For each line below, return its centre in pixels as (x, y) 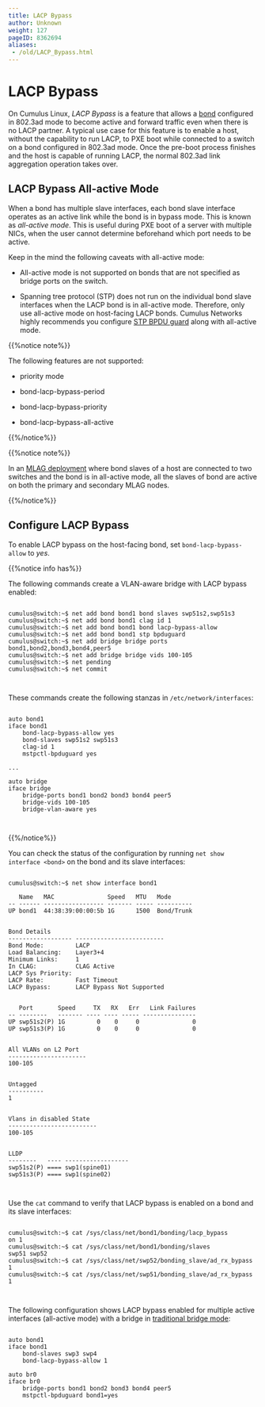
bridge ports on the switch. (64, 281)
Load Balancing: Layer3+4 (56, 952)
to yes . (38, 552)
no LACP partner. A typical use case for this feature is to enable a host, (124, 130)
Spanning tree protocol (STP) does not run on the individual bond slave (135, 296)
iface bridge (30, 788)
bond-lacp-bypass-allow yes (68, 733)
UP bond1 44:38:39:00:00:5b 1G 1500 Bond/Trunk (100, 911)
